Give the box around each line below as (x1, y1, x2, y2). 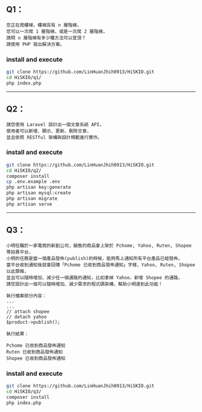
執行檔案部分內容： (6, 293, 47, 299)
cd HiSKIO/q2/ (6, 167, 42, 174)
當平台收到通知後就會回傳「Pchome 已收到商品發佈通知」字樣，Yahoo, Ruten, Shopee (6, 262, 195, 268)
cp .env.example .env (6, 179, 61, 185)
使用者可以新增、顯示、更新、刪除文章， (6, 128, 91, 134)
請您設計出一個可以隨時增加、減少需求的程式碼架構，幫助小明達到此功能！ (6, 281, 164, 287)
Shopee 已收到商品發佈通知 (6, 355, 66, 361)
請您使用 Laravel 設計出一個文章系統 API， (6, 121, 104, 127)
